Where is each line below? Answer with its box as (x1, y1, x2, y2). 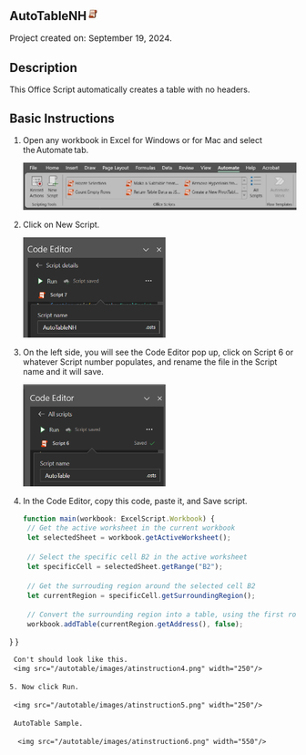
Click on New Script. (22, 219, 100, 231)
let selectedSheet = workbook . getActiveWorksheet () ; (26, 533, 231, 543)
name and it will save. (22, 367, 105, 377)
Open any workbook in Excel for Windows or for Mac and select (22, 135, 262, 146)
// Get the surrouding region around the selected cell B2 (26, 581, 256, 591)
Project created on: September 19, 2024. (9, 32, 173, 45)
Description (9, 59, 77, 76)
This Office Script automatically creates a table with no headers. (9, 84, 250, 95)
